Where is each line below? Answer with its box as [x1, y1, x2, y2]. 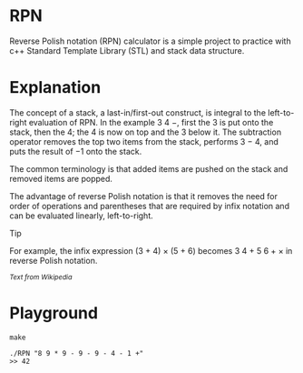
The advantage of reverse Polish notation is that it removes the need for [9, 190, 279, 201]
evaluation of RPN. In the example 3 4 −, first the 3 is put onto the [28, 116, 274, 127]
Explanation [9, 77, 102, 98]
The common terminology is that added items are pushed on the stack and [9, 163, 288, 174]
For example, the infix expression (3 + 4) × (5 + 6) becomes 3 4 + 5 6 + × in [9, 245, 293, 256]
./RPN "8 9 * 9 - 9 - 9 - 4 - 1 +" [9, 348, 144, 358]
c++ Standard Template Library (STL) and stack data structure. [9, 45, 245, 55]
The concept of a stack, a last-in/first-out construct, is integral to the [9, 106, 266, 118]
